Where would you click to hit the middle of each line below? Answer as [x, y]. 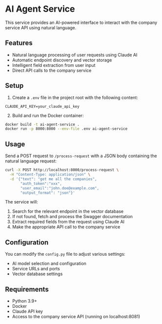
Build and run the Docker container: [48, 115]
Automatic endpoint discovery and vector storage [62, 60]
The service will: [21, 202]
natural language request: [31, 161]
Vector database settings [37, 274]
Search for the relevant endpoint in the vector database [68, 211]
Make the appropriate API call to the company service [66, 227]
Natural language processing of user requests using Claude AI [75, 55]
